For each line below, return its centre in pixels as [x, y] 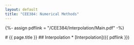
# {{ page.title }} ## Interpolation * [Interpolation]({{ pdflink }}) [67, 37]
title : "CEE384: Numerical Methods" [42, 14]
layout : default [21, 9]
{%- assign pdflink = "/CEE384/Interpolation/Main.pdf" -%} [65, 28]
